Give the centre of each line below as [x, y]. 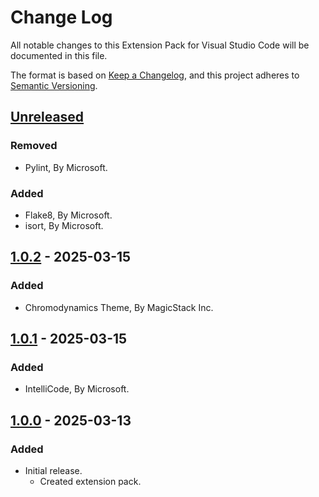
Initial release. [53, 470]
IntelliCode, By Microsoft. [77, 389]
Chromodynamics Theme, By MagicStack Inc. [119, 307]
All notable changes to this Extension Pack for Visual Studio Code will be [160, 45]
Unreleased [47, 117]
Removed [34, 146]
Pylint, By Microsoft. [66, 167]
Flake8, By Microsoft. [68, 215]
